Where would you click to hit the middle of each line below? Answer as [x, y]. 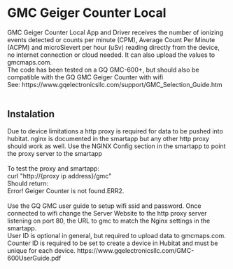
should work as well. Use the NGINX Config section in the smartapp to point [116, 146]
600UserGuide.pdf [34, 258]
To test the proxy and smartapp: [54, 168]
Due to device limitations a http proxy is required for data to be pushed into [115, 131]
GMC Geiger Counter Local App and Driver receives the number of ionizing [115, 32]
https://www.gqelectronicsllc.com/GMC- [135, 250]
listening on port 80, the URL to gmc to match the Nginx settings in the [109, 221]
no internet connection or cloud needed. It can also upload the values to [111, 55]
